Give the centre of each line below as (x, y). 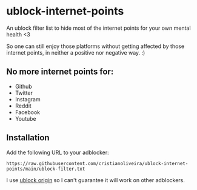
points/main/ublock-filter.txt (46, 169)
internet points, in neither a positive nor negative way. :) (76, 52)
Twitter (24, 93)
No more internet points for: (60, 72)
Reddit (23, 106)
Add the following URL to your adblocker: (58, 152)
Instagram (28, 99)
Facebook (28, 112)
